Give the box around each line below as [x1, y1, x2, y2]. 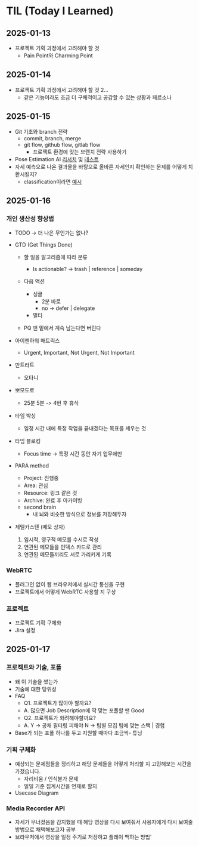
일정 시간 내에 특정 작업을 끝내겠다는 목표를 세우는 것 [23, 425, 147, 432]
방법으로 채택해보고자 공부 [14, 826, 76, 833]
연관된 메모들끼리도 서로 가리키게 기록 [23, 551, 112, 558]
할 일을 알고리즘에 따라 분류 [23, 254, 88, 261]
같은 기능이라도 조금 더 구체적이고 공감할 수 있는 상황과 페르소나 [23, 94, 172, 101]
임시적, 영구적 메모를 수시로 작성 [23, 536, 99, 543]
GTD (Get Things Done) [14, 241, 73, 248]
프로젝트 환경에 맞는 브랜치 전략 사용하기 [32, 148, 127, 155]
